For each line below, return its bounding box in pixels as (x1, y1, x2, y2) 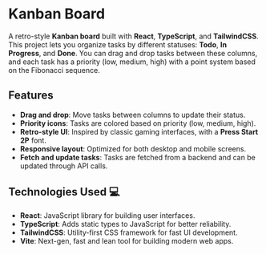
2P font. (19, 135, 46, 145)
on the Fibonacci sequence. (8, 65, 100, 75)
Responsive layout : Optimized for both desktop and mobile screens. (19, 143, 247, 153)
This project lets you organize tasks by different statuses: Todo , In (8, 39, 227, 49)
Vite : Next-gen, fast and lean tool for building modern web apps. (19, 236, 234, 245)
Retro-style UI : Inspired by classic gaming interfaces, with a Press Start (19, 127, 259, 136)
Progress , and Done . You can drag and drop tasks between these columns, (8, 48, 258, 58)
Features (8, 89, 54, 103)
